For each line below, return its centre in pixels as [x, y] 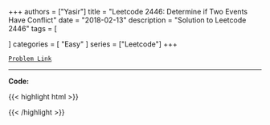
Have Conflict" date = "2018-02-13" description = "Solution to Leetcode [127, 20]
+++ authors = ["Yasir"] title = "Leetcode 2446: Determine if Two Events [128, 12]
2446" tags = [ [33, 28]
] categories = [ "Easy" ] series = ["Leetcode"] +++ [93, 44]
